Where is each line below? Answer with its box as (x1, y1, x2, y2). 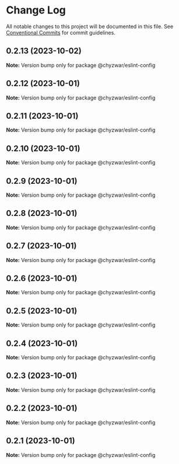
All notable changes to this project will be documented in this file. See (6, 23, 174, 30)
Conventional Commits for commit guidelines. (6, 29, 115, 36)
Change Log (6, 4, 66, 17)
